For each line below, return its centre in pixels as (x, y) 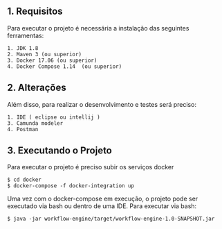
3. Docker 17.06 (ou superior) (52, 60)
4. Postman (23, 129)
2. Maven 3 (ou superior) (44, 54)
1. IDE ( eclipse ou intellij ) (54, 117)
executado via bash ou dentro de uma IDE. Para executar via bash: (102, 206)
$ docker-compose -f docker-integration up (71, 186)
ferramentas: (26, 35)
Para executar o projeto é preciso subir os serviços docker (91, 167)
